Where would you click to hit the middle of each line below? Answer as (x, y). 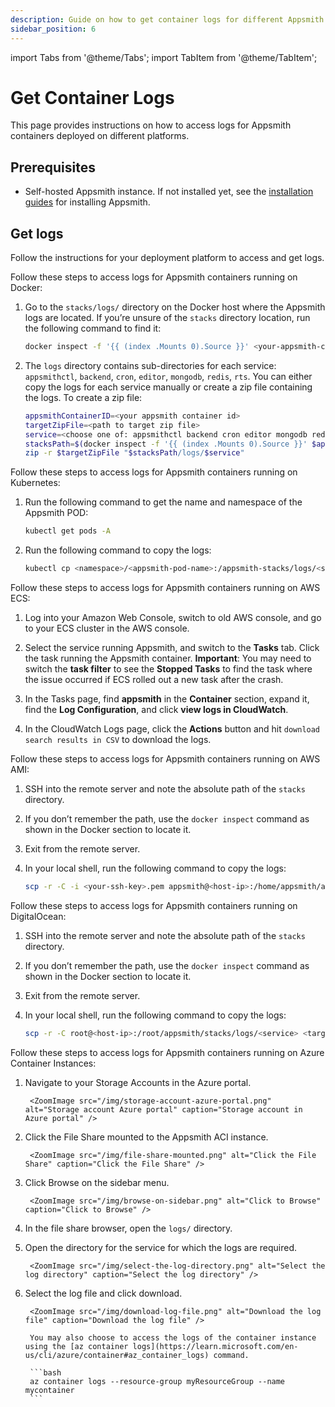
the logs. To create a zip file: (83, 397)
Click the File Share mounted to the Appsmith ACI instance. (146, 1137)
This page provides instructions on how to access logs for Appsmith (151, 125)
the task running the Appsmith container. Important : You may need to (168, 658)
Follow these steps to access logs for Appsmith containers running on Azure (167, 1052)
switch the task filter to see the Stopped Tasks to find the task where (168, 669)
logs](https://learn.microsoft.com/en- (215, 1346)
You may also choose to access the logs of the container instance (173, 1337)
